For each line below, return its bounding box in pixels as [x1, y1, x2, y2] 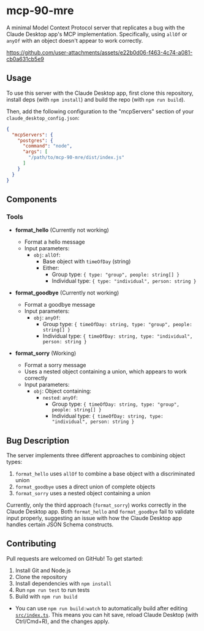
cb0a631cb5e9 [6, 55, 45, 62]
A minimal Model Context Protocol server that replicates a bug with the [6, 24, 185, 31]
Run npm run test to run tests [15, 586, 90, 594]
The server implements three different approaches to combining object [6, 452, 186, 459]
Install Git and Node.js [15, 567, 71, 574]
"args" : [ [22, 149, 48, 155]
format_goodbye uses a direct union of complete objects [15, 483, 156, 490]
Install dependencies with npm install [15, 580, 112, 587]
